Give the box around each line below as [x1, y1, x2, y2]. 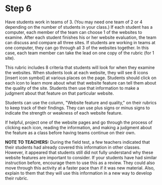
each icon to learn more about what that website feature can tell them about [5, 80, 156, 85]
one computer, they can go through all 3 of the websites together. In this [5, 45, 149, 50]
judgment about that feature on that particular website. [5, 90, 114, 96]
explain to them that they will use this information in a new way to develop [5, 170, 152, 176]
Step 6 [5, 3, 32, 14]
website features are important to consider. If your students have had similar [5, 154, 157, 160]
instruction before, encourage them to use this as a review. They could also [5, 160, 155, 166]
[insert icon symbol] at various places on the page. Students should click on [5, 75, 157, 81]
